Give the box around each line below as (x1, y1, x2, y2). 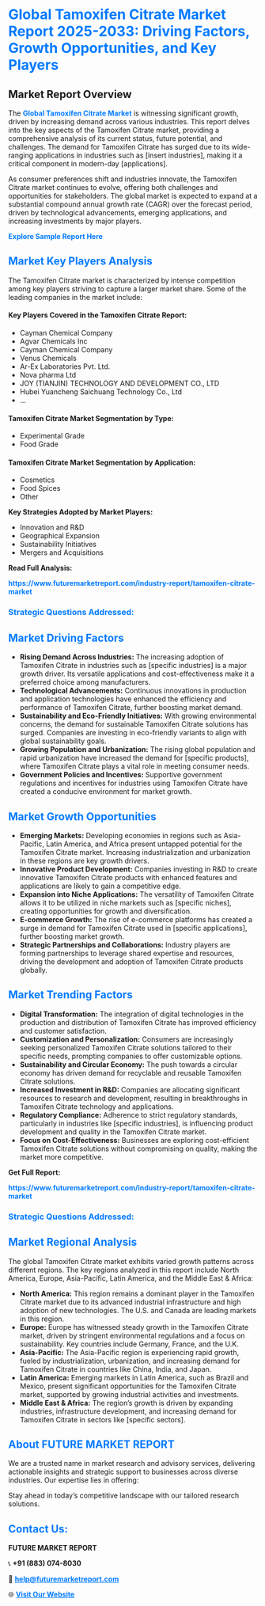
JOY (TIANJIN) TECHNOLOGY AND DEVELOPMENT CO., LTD (19, 378, 220, 389)
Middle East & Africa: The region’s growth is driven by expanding (19, 1398, 233, 1407)
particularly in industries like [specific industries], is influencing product (19, 1118, 254, 1128)
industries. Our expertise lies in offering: (8, 1475, 139, 1485)
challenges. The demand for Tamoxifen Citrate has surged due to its (8, 142, 230, 151)
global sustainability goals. (19, 736, 107, 746)
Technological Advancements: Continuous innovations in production (19, 686, 247, 696)
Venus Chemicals (19, 354, 77, 363)
